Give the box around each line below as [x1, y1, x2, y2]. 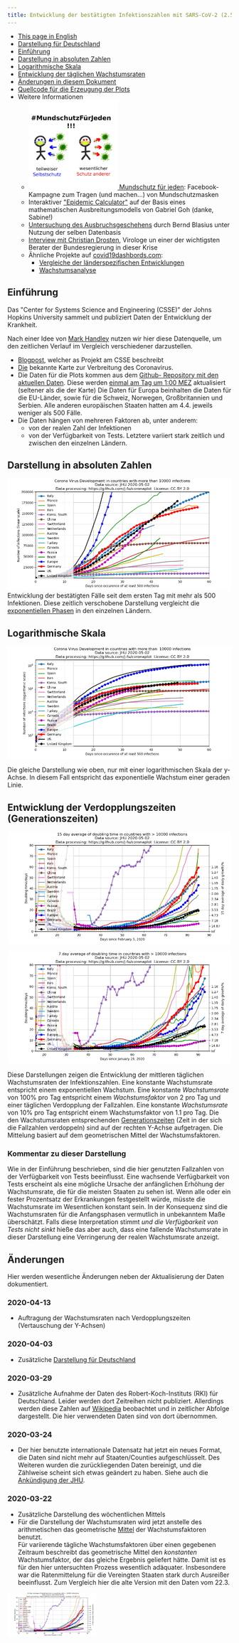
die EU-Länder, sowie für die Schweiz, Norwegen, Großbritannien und [17, 393, 223, 402]
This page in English [17, 32, 78, 41]
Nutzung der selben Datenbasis [28, 228, 122, 236]
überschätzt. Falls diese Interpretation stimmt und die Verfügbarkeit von [7, 1218, 218, 1226]
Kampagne [28, 190, 60, 198]
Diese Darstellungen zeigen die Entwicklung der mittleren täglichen [7, 1070, 204, 1079]
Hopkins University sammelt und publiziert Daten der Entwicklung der [7, 313, 212, 321]
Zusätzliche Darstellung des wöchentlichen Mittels [17, 1510, 166, 1519]
